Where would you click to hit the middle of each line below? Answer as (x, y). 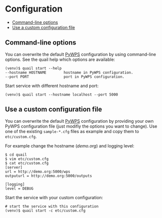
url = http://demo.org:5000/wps (38, 172)
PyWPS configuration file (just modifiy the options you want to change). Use (81, 126)
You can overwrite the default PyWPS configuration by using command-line (81, 54)
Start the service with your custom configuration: (54, 197)
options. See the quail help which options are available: (60, 59)
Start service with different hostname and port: (52, 86)
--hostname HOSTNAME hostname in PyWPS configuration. (69, 73)
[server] (14, 167)
